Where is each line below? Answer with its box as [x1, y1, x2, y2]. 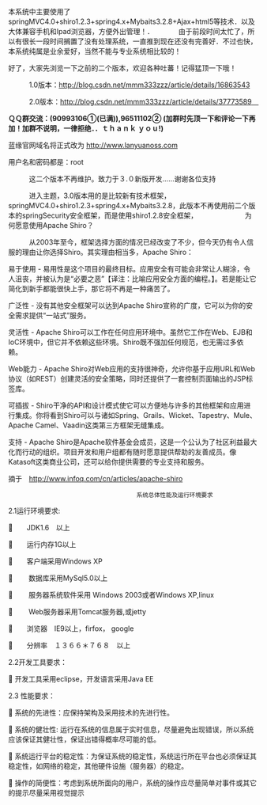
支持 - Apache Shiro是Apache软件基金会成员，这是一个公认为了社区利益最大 [8, 438, 258, 446]
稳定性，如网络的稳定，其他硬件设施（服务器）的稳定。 [8, 761, 188, 770]
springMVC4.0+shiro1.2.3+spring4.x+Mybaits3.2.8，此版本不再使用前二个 [8, 201, 249, 210]
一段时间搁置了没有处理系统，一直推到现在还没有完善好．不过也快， [35, 36, 258, 46]
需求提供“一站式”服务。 [14, 311, 91, 320]
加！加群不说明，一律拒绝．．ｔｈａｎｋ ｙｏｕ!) [8, 123, 164, 133]
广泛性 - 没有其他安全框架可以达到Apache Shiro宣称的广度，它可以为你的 [8, 301, 246, 310]
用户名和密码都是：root [8, 158, 85, 166]
